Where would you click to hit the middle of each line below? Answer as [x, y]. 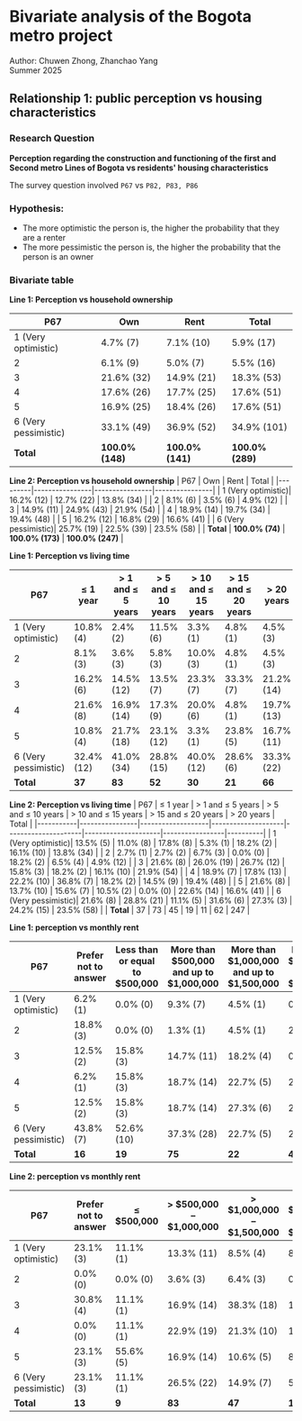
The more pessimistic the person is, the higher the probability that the [151, 247]
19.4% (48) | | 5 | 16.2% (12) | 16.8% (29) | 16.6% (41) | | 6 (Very [127, 519]
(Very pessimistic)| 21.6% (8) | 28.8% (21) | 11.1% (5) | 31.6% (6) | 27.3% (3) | [151, 901]
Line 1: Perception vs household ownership [91, 300]
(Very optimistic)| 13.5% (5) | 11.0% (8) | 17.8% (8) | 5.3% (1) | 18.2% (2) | [143, 843]
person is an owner [58, 256]
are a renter [44, 237]
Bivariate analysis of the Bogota [131, 17]
